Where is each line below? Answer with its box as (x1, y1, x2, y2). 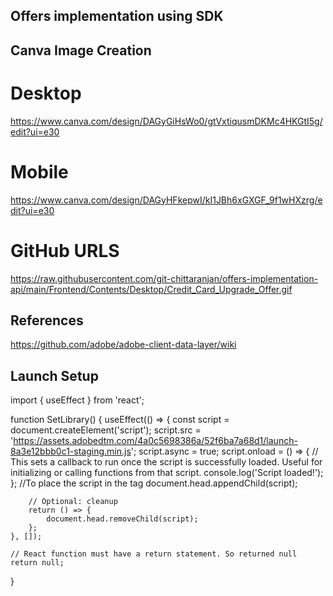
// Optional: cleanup (28, 497, 118, 507)
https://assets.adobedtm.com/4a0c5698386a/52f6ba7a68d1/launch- (13, 435, 298, 447)
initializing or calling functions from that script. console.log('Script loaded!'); (10, 467, 324, 479)
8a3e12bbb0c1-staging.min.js (10, 445, 132, 458)
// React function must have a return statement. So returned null (10, 549, 298, 559)
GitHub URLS (10, 239, 120, 262)
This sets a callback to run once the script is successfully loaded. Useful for (10, 456, 323, 468)
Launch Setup (10, 367, 99, 384)
